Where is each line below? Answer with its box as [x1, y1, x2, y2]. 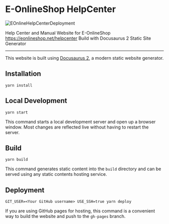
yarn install [5, 83, 33, 88]
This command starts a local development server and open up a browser [5, 119, 156, 125]
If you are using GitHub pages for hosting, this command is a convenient [5, 208, 155, 214]
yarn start [5, 109, 28, 115]
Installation [5, 69, 41, 78]
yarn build [5, 157, 28, 162]
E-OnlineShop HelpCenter [5, 4, 116, 15]
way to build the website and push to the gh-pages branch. [5, 213, 126, 219]
